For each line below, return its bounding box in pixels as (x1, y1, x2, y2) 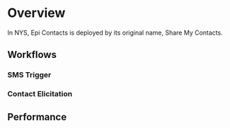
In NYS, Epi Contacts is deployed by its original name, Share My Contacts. (7, 28, 223, 37)
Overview (7, 5, 66, 21)
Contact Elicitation (7, 89, 73, 99)
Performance (7, 111, 67, 123)
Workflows (7, 49, 57, 61)
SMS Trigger (7, 70, 52, 80)
